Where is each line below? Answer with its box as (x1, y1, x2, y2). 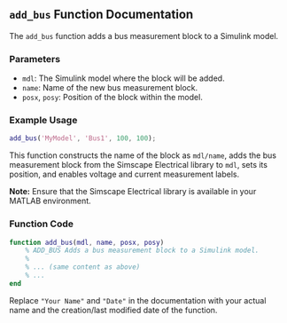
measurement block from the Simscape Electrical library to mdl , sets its (9, 160, 268, 170)
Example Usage (9, 114, 78, 127)
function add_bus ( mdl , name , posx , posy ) (9, 238, 165, 247)
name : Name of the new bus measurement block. (21, 83, 198, 93)
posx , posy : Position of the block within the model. (21, 92, 204, 103)
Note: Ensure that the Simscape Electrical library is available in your (9, 186, 257, 197)
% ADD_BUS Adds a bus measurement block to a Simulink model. (25, 246, 260, 256)
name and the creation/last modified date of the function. (9, 304, 218, 315)
